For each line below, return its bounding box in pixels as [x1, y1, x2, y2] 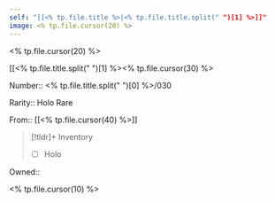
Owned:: [9, 166, 41, 177]
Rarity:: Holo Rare [9, 97, 73, 107]
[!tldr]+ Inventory [30, 131, 94, 142]
